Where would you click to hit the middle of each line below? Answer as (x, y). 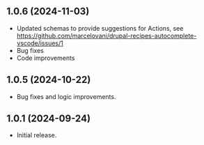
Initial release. (37, 135)
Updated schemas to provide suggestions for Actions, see (100, 28)
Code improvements (46, 58)
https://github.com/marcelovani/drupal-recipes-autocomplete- (107, 36)
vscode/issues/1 (40, 43)
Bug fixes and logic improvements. (66, 96)
